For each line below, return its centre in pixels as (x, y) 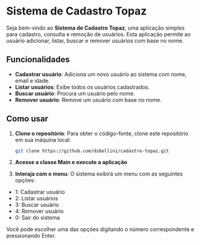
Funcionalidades (38, 59)
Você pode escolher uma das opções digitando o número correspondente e (100, 229)
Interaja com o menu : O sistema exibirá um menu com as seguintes (99, 174)
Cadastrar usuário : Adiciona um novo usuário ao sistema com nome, (101, 74)
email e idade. (32, 80)
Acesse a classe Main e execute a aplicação (71, 162)
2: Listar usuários (36, 199)
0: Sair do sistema (37, 218)
